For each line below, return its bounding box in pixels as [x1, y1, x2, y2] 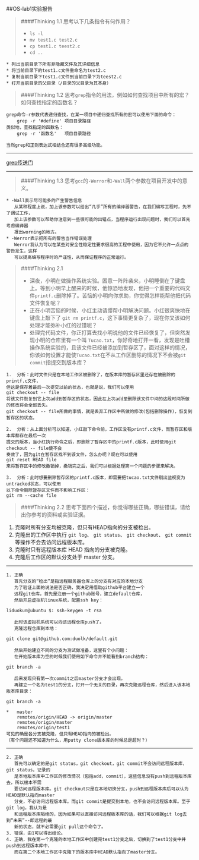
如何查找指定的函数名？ [20, 99, 78, 106]
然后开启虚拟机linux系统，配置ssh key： [14, 597, 104, 603]
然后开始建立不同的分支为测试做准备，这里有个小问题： [14, 647, 129, 653]
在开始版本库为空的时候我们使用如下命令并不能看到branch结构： [14, 654, 149, 660]
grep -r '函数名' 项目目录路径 [17, 131, 91, 137]
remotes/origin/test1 [17, 724, 70, 730]
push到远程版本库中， [6, 843, 52, 849]
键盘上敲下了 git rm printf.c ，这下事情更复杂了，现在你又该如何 [29, 314, 191, 321]
